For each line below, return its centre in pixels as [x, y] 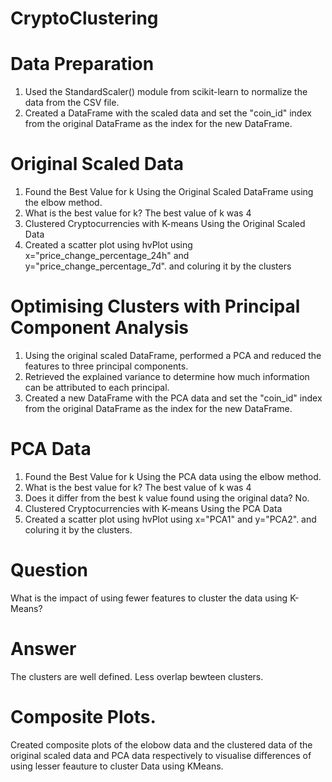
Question [49, 570]
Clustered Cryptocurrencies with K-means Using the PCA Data [153, 508]
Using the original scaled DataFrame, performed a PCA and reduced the [173, 355]
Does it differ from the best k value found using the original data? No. [167, 498]
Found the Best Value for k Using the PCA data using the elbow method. [173, 476]
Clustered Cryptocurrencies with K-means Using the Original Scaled [165, 224]
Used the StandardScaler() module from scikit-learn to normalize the [166, 92]
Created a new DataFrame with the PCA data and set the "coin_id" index [173, 398]
